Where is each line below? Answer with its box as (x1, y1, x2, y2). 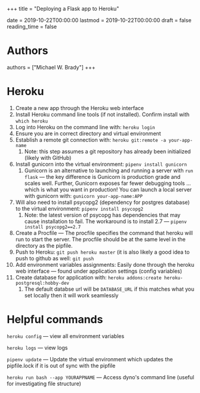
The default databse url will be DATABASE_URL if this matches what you (24, 285, 195, 293)
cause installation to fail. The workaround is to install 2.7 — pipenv (24, 218, 187, 225)
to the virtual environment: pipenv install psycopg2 (15, 205, 144, 212)
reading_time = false (7, 23, 57, 30)
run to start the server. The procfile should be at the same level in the (15, 236, 186, 243)
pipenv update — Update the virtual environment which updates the (7, 355, 173, 362)
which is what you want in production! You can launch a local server (24, 185, 192, 193)
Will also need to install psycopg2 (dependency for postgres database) (15, 199, 190, 206)
